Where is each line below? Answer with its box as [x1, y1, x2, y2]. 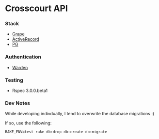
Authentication [5, 54, 41, 61]
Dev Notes [5, 100, 31, 107]
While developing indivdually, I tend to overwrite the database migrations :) [5, 111, 155, 117]
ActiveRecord [12, 36, 40, 42]
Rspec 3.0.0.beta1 [12, 88, 48, 93]
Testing [5, 77, 23, 83]
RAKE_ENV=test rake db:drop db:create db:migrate [5, 129, 108, 135]
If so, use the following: [5, 120, 52, 126]
